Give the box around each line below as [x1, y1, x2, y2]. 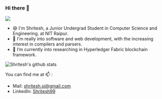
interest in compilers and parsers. [12, 41, 83, 47]
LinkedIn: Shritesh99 [12, 88, 56, 94]
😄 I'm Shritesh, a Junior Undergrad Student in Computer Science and [12, 25, 157, 31]
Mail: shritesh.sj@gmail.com [12, 83, 71, 89]
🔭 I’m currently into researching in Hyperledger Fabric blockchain [12, 46, 148, 52]
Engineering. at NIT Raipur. [12, 30, 68, 36]
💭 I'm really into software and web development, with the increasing [12, 36, 153, 42]
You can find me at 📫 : [5, 71, 53, 77]
